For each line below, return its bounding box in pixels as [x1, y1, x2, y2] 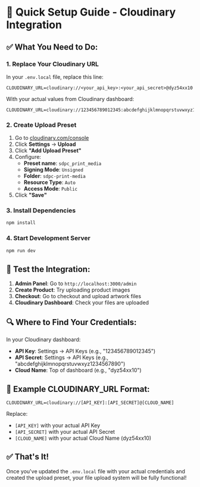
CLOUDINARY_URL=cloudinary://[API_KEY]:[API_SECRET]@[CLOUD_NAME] [6, 400, 174, 406]
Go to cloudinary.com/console [14, 134, 89, 142]
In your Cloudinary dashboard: [6, 336, 81, 343]
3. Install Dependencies [6, 206, 76, 215]
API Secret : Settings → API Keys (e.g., [14, 354, 109, 361]
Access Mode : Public [23, 185, 78, 192]
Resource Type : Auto [23, 179, 76, 186]
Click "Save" [14, 191, 48, 199]
